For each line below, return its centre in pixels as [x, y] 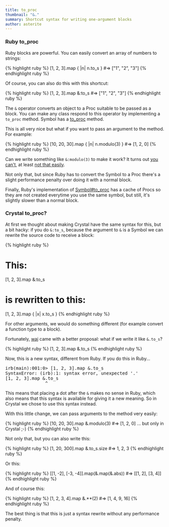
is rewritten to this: [45, 300]
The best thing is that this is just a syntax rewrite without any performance [82, 513]
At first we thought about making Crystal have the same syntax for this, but [83, 224]
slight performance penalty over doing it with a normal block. [69, 180]
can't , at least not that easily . [35, 165]
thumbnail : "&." [22, 15]
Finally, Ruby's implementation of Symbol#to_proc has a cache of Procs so [83, 189]
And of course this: [25, 489]
